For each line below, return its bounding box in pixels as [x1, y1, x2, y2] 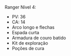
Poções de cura [11, 46, 45, 51]
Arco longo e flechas [11, 24, 55, 30]
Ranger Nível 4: [4, 4, 37, 10]
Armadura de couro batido [11, 35, 67, 41]
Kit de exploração [11, 40, 48, 46]
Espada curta [11, 30, 39, 35]
